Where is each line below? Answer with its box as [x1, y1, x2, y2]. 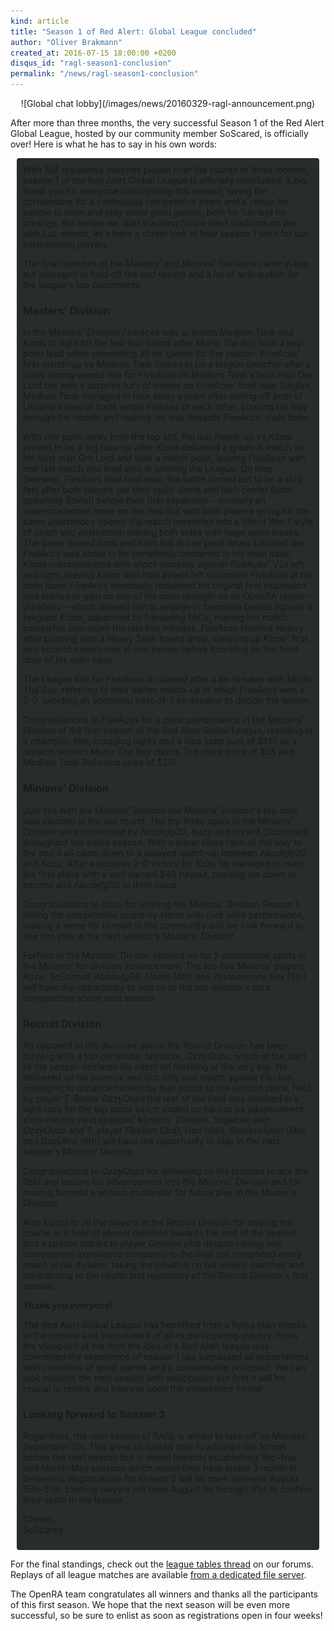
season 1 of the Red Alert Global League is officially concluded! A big [23, 175, 307, 186]
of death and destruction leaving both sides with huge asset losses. [23, 526, 302, 539]
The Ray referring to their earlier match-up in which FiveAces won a [23, 684, 305, 696]
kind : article [10, 16, 70, 26]
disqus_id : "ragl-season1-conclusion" [10, 58, 172, 69]
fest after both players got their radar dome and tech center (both [23, 484, 293, 496]
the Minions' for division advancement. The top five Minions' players [23, 960, 305, 972]
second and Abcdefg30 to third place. [23, 878, 180, 890]
